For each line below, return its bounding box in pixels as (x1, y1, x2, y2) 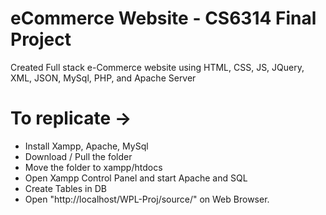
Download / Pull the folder (24, 150, 133, 162)
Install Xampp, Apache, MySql (24, 140, 149, 152)
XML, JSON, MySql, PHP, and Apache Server (10, 72, 197, 84)
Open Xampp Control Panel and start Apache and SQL (24, 172, 248, 184)
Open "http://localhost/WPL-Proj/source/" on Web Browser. (24, 193, 270, 205)
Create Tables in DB (24, 182, 107, 194)
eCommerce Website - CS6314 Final (10, 7, 317, 30)
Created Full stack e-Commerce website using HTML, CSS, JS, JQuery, (10, 61, 305, 73)
